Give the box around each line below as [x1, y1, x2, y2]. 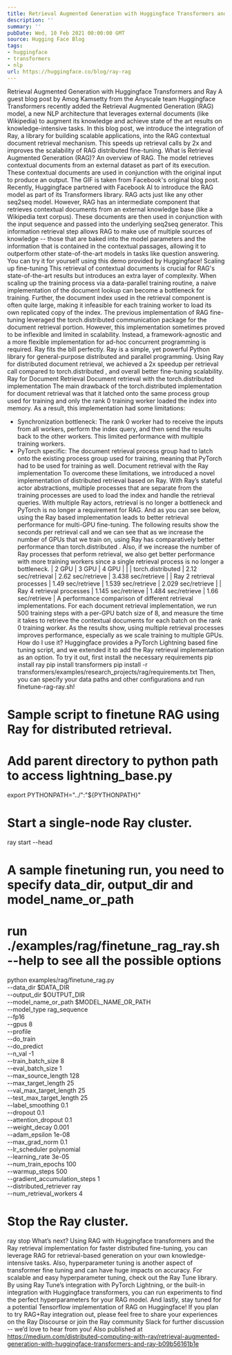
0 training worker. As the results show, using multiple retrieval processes [17, 623, 224, 631]
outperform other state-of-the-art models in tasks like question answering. [7, 249, 220, 257]
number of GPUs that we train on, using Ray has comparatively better [17, 535, 215, 543]
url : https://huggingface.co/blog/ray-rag [7, 68, 131, 75]
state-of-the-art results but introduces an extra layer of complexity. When [7, 271, 217, 279]
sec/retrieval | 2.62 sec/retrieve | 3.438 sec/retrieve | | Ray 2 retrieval [17, 572, 215, 580]
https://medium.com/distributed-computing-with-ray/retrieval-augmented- [7, 1332, 220, 1340]
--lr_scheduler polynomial [7, 1145, 81, 1153]
